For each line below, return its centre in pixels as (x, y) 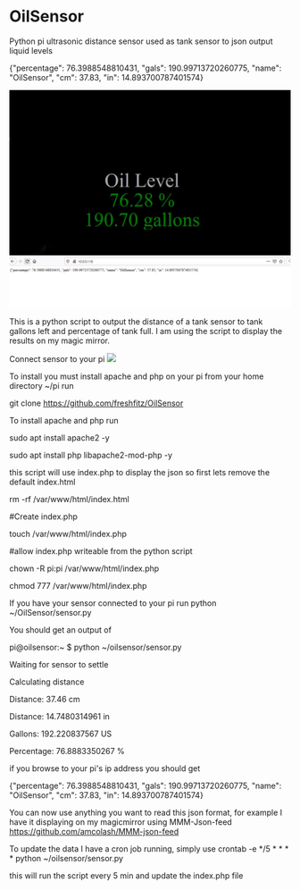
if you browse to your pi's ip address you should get (105, 768)
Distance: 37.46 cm (45, 700)
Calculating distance (47, 682)
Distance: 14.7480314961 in (59, 717)
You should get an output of (60, 630)
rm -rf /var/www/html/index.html (69, 500)
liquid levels (31, 50)
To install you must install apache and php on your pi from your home (137, 376)
